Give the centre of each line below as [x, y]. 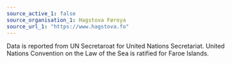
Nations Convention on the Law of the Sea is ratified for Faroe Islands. [108, 53]
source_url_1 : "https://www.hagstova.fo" [68, 26]
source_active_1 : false [41, 13]
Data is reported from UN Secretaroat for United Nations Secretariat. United [116, 46]
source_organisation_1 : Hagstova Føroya [67, 20]
